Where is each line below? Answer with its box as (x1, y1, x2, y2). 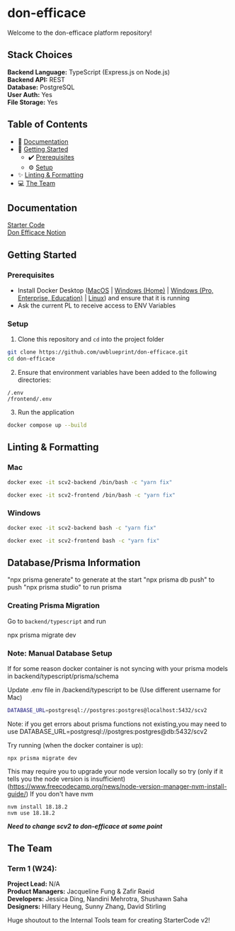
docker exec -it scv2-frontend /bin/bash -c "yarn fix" (7, 491, 176, 499)
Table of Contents (7, 118, 88, 130)
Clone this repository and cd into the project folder (17, 335, 164, 344)
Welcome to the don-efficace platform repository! (7, 28, 152, 37)
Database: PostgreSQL (7, 83, 75, 91)
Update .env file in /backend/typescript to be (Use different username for (7, 685, 221, 694)
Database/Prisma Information (7, 556, 141, 568)
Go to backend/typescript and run (7, 616, 106, 625)
